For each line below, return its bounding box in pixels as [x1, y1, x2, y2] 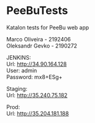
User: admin [6, 66, 37, 74]
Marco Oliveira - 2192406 [6, 35, 71, 43]
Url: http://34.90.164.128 [6, 60, 67, 68]
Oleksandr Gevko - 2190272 [6, 42, 78, 49]
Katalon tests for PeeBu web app [6, 24, 89, 31]
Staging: [6, 85, 28, 92]
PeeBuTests [6, 4, 69, 18]
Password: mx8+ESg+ [6, 73, 63, 80]
